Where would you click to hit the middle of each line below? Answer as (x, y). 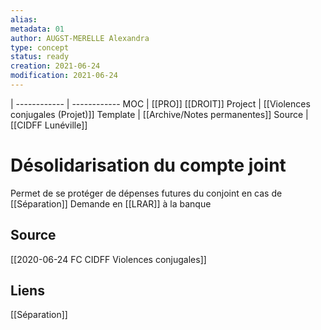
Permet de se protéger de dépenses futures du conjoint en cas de (146, 193)
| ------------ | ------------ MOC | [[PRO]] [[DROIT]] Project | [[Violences (160, 103)
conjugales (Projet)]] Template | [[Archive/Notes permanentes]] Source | (159, 114)
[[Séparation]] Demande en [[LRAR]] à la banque (111, 203)
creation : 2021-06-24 (55, 66)
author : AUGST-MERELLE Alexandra (80, 38)
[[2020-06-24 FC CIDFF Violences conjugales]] (108, 259)
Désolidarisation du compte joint (148, 165)
